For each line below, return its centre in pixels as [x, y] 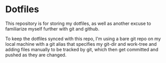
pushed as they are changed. [36, 55]
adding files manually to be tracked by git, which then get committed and [82, 49]
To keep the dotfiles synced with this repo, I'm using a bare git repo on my [83, 39]
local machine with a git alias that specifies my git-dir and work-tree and [81, 44]
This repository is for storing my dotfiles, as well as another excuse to [78, 23]
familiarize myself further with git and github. [52, 28]
